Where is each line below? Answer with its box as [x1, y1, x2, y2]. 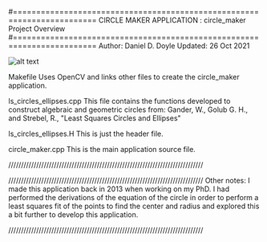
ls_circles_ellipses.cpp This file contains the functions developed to [8, 96, 231, 105]
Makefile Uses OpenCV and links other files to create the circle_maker [8, 72, 240, 81]
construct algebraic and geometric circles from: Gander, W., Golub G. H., [8, 105, 249, 114]
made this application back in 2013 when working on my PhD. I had [8, 184, 230, 194]
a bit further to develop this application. [8, 210, 139, 219]
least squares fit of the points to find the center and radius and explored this [8, 201, 260, 211]
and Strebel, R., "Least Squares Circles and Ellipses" [8, 113, 182, 123]
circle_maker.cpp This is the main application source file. [8, 145, 196, 154]
